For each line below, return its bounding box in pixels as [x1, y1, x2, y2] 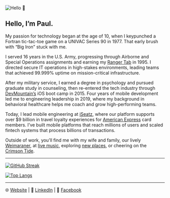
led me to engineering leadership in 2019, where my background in [5, 95, 145, 102]
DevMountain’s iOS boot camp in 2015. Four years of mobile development [5, 90, 158, 96]
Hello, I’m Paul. [5, 19, 54, 28]
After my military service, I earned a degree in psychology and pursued [5, 79, 154, 86]
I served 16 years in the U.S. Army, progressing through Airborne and [5, 53, 149, 59]
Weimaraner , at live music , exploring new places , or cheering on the [5, 142, 147, 148]
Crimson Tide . [5, 148, 35, 154]
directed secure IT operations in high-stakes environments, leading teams [5, 64, 159, 71]
